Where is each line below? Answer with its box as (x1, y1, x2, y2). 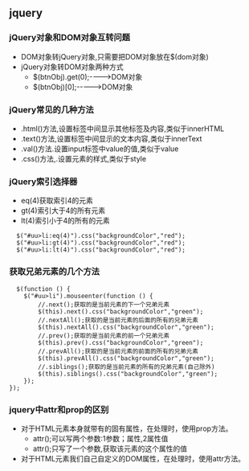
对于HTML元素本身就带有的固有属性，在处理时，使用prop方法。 (20, 424, 233, 433)
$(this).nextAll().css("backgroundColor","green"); (38, 323, 215, 331)
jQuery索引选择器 (9, 176, 78, 187)
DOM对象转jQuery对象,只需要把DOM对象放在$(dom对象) (20, 51, 210, 61)
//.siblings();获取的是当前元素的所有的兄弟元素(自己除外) (38, 362, 215, 371)
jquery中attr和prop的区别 (9, 403, 109, 415)
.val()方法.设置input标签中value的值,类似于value (20, 144, 179, 154)
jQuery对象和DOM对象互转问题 (9, 32, 131, 43)
